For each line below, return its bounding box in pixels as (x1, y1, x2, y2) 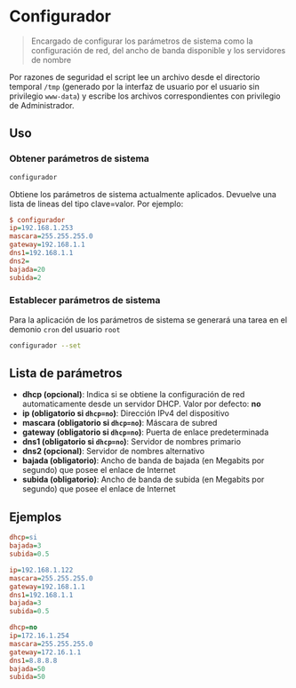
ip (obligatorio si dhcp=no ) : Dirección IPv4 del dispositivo (21, 408, 229, 419)
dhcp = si (9, 533, 38, 542)
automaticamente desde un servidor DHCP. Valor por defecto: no (21, 398, 261, 410)
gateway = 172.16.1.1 (9, 647, 82, 657)
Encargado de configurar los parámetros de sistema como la (30, 36, 253, 46)
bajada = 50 (9, 664, 46, 673)
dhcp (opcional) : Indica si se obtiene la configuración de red (21, 389, 245, 400)
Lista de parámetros (9, 366, 123, 381)
